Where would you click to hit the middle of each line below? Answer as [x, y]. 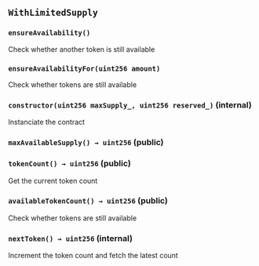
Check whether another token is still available [82, 49]
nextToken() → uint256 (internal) [71, 238]
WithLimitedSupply [53, 13]
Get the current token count [53, 180]
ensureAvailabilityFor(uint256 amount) [84, 68]
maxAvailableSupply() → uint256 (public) [86, 143]
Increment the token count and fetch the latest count [93, 256]
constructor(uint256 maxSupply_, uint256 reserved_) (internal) [130, 104]
